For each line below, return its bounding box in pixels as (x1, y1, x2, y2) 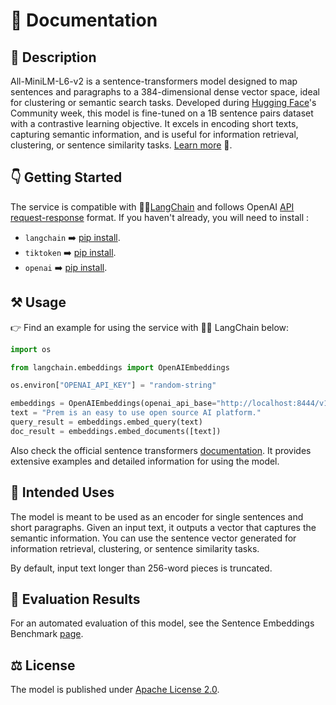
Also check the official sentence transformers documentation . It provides (10, 444, 312, 456)
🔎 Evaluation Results (10, 590, 141, 608)
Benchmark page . (10, 628, 84, 640)
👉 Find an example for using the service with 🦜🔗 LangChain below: (10, 321, 290, 333)
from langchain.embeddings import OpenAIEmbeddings (10, 362, 230, 373)
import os (10, 344, 52, 354)
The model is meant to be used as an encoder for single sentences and (10, 510, 304, 523)
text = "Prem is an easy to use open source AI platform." (10, 408, 262, 418)
